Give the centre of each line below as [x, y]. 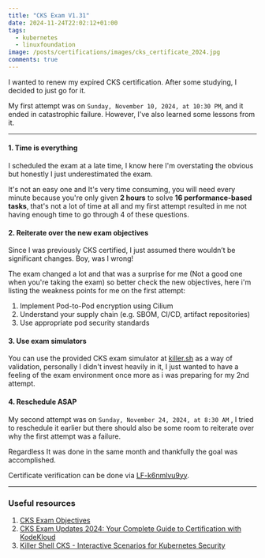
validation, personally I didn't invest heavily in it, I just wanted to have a [123, 367]
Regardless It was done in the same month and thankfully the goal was [123, 451]
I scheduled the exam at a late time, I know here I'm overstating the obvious [131, 166]
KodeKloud [37, 537]
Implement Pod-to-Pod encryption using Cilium [96, 306]
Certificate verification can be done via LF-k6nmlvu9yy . [99, 475]
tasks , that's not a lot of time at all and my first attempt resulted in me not [127, 206]
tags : [17, 30]
